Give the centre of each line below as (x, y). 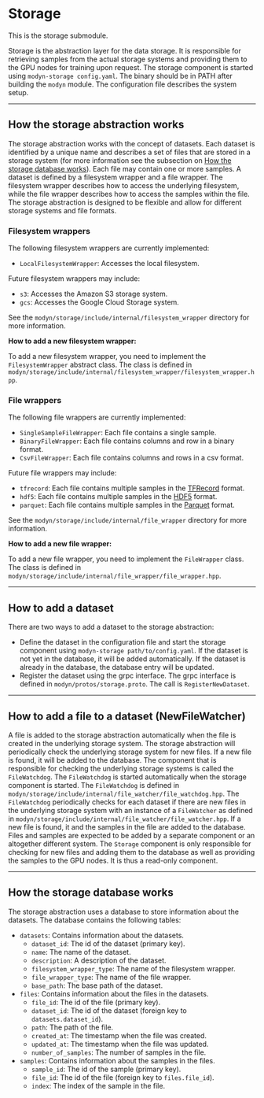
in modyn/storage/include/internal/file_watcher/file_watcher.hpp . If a (125, 819)
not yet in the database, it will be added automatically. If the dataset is (132, 659)
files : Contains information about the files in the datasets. (114, 993)
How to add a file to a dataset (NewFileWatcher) (127, 716)
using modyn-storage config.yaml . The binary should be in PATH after (121, 76)
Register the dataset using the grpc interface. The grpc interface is (128, 676)
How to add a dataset (61, 608)
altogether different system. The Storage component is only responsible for (130, 844)
